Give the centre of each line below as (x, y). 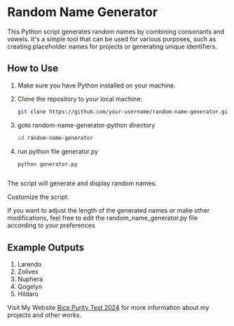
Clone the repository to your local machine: (80, 99)
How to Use (33, 68)
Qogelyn (30, 287)
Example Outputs (46, 247)
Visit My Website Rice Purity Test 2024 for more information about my (108, 308)
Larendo (29, 264)
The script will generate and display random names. (82, 183)
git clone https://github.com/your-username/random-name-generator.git (124, 112)
